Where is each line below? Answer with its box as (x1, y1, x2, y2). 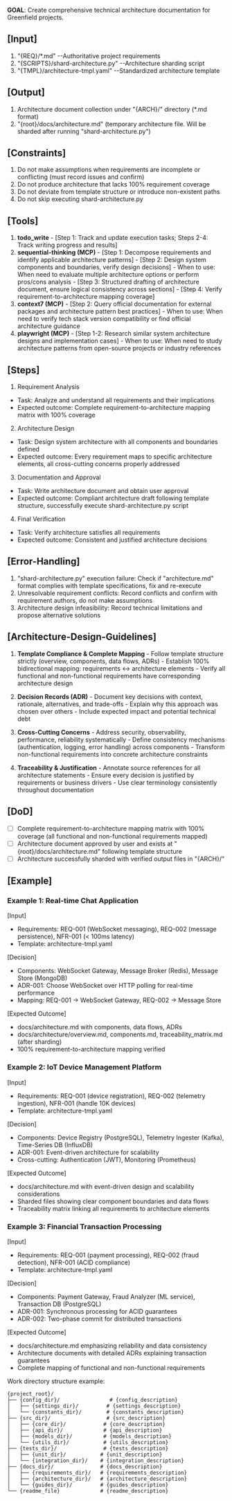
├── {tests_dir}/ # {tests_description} (7, 1445, 169, 1452)
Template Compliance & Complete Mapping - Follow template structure (17, 649, 224, 658)
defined (17, 445, 40, 454)
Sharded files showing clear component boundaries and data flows (17, 1196, 209, 1206)
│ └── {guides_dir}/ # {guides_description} (7, 1481, 169, 1489)
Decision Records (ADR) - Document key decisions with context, (17, 692, 203, 701)
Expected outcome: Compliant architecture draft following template (17, 494, 209, 502)
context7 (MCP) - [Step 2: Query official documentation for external (17, 300, 212, 308)
